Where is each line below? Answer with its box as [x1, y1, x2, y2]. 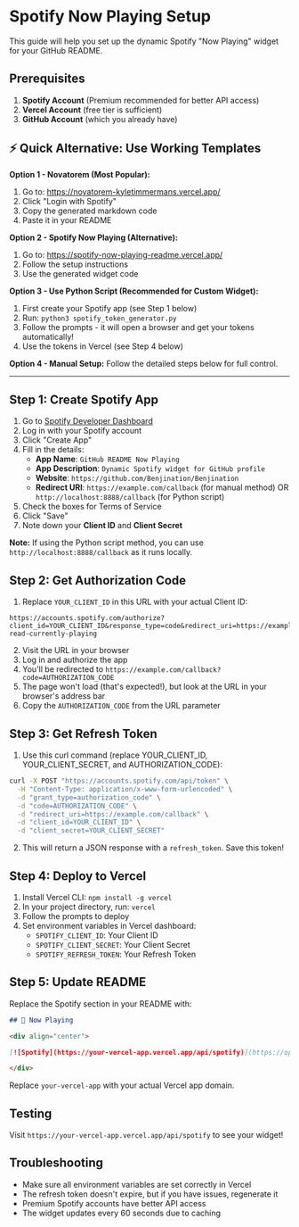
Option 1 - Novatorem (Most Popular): [9, 169, 150, 179]
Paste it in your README [21, 214, 112, 225]
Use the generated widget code [21, 268, 139, 278]
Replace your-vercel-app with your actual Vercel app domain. [9, 1080, 235, 1090]
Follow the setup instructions [21, 259, 129, 269]
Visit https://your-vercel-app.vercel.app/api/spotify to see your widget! [9, 1130, 284, 1140]
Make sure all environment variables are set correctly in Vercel [21, 1179, 252, 1190]
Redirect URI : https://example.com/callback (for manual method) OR [35, 482, 289, 493]
